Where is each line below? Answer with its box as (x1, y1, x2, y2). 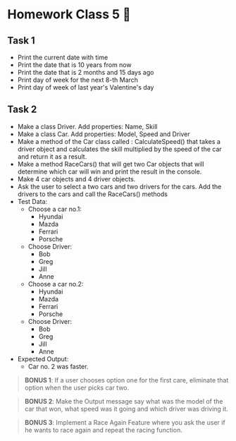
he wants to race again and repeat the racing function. (24, 425, 183, 434)
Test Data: (17, 197, 48, 205)
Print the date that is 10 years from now (17, 61, 132, 69)
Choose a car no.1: (27, 205, 82, 213)
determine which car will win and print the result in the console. (17, 167, 202, 176)
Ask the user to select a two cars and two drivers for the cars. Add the (17, 182, 222, 191)
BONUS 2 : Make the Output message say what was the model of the (24, 397, 223, 405)
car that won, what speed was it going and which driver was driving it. (24, 404, 229, 413)
